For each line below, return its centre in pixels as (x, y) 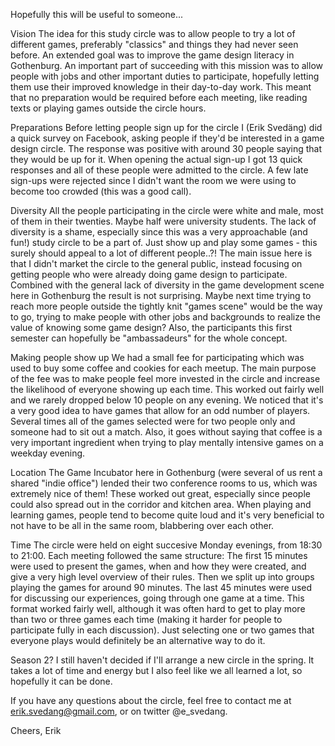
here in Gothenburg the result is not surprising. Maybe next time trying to (161, 295)
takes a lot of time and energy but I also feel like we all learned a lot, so (156, 670)
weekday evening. (48, 453)
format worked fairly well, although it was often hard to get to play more (158, 608)
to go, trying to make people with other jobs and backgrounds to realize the (165, 317)
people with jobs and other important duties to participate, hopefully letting (165, 76)
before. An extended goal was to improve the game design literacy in (152, 55)
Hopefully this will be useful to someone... (96, 14)
